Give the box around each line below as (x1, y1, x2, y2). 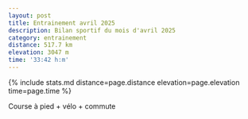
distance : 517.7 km (8, 41, 73, 49)
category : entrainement (8, 33, 87, 42)
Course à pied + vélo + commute (8, 101, 116, 111)
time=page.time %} (8, 86, 72, 95)
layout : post (8, 11, 52, 20)
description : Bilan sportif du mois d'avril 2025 (8, 26, 176, 34)
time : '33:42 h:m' (8, 56, 69, 64)
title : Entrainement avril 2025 (8, 19, 115, 27)
